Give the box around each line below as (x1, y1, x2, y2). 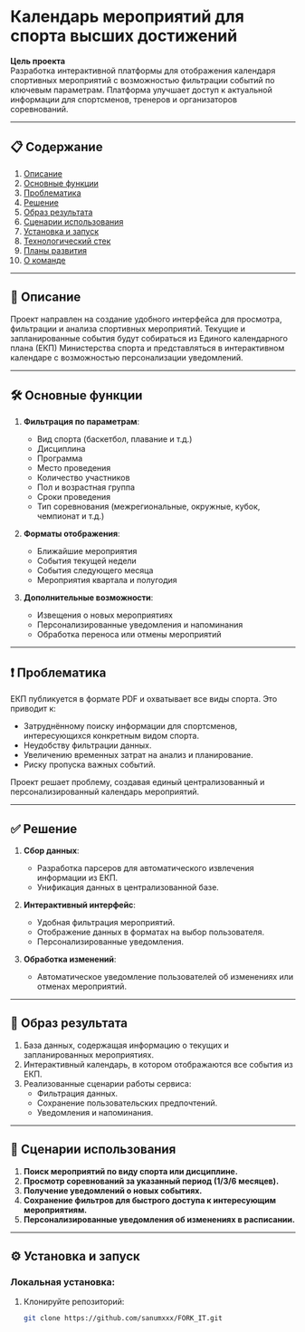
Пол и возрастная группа (36, 482, 135, 493)
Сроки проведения (36, 492, 111, 503)
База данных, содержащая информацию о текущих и (23, 1040, 230, 1050)
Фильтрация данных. (36, 1088, 119, 1098)
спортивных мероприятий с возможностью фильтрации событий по (10, 74, 275, 85)
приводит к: (10, 704, 57, 714)
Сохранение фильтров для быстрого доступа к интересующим (23, 1194, 277, 1205)
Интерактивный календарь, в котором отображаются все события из (23, 1059, 293, 1069)
